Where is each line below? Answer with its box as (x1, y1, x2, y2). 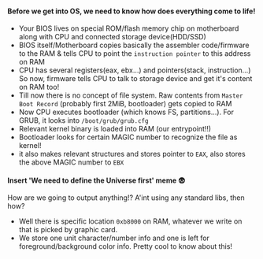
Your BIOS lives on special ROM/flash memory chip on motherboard (18, 24, 239, 33)
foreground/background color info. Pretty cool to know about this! (18, 242, 233, 251)
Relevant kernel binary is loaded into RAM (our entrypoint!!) (18, 124, 212, 134)
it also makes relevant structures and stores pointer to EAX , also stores (18, 150, 246, 159)
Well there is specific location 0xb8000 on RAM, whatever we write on (18, 216, 243, 226)
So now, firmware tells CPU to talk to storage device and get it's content (18, 74, 253, 83)
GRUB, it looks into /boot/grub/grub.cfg (18, 116, 149, 125)
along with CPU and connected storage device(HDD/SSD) (18, 32, 206, 42)
